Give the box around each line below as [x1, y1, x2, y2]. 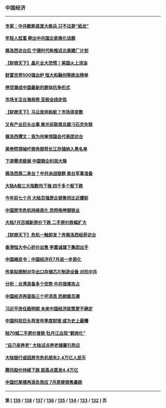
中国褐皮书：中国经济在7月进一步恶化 [5, 257, 82, 263]
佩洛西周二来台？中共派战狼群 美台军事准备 [5, 170, 93, 177]
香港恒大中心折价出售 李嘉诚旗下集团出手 [5, 244, 89, 250]
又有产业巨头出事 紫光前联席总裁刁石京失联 [5, 121, 93, 127]
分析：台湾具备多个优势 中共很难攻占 [5, 281, 80, 287]
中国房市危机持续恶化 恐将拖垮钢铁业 [5, 207, 80, 213]
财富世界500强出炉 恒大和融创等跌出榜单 [5, 72, 88, 78]
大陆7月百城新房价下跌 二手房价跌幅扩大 [5, 219, 87, 225]
